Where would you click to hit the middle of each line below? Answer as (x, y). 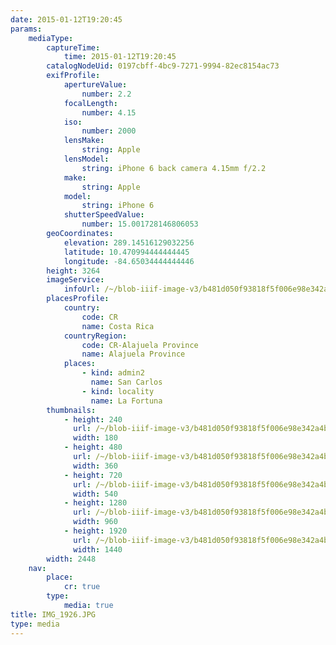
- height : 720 (93, 475)
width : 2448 (71, 559)
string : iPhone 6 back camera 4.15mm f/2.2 (174, 168)
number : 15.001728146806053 (140, 224)
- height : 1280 (95, 503)
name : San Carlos (126, 382)
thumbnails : (71, 410)
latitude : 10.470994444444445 (126, 252)
